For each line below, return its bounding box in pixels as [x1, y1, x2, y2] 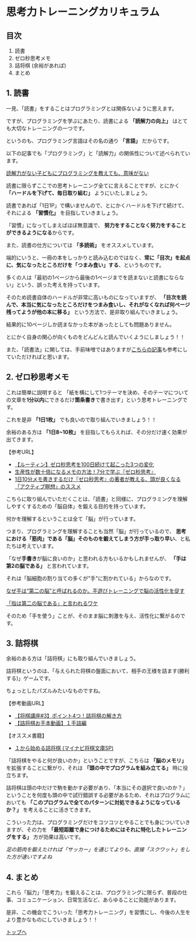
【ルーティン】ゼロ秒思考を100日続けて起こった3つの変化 [14, 461, 154, 468]
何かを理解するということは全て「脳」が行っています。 [6, 515, 139, 522]
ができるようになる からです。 [6, 229, 77, 236]
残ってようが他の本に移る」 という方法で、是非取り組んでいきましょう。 [6, 308, 181, 315]
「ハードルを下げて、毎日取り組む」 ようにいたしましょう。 [6, 189, 151, 196]
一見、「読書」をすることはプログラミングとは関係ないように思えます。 [6, 105, 177, 112]
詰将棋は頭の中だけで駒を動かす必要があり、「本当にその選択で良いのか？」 [6, 784, 188, 791]
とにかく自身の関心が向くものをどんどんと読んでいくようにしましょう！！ [6, 333, 185, 340]
